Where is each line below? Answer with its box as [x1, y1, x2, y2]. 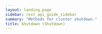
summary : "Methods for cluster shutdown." [5, 16, 97, 21]
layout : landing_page [5, 7, 52, 12]
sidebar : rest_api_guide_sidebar [5, 12, 77, 17]
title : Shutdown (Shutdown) [5, 21, 66, 26]
